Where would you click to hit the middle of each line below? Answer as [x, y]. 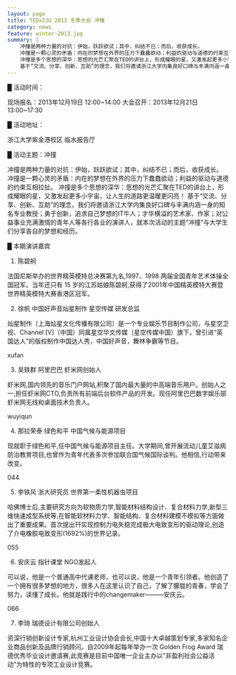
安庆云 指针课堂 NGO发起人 [57, 562]
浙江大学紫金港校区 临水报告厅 [51, 139]
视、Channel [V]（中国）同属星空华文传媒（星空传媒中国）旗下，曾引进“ [112, 332]
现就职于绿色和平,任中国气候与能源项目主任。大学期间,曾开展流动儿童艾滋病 [117, 446]
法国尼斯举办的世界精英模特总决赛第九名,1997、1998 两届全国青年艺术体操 [115, 276]
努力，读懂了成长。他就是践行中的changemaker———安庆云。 [98, 594]
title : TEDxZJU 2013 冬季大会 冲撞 [56, 20]
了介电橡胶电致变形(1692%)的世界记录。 [66, 533]
